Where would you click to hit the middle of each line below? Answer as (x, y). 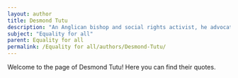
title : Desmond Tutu (38, 21)
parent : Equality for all (45, 40)
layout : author (30, 14)
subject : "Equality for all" (50, 34)
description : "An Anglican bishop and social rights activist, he (107, 27)
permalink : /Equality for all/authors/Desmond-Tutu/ (87, 47)
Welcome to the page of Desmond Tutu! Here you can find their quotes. (112, 67)
